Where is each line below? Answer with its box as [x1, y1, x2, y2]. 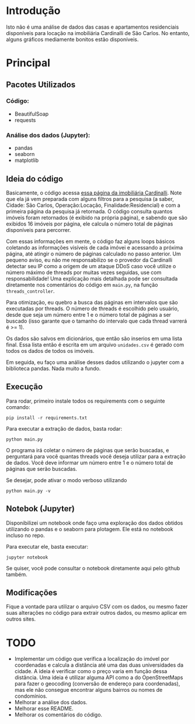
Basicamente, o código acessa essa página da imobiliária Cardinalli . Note [6, 189, 182, 196]
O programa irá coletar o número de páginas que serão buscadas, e [6, 446, 169, 453]
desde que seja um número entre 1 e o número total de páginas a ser [6, 311, 171, 318]
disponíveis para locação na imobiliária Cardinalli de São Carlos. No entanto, [6, 29, 190, 36]
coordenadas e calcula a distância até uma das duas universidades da [14, 661, 184, 668]
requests [14, 116, 36, 123]
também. [6, 571, 27, 578]
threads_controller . [6, 287, 55, 295]
